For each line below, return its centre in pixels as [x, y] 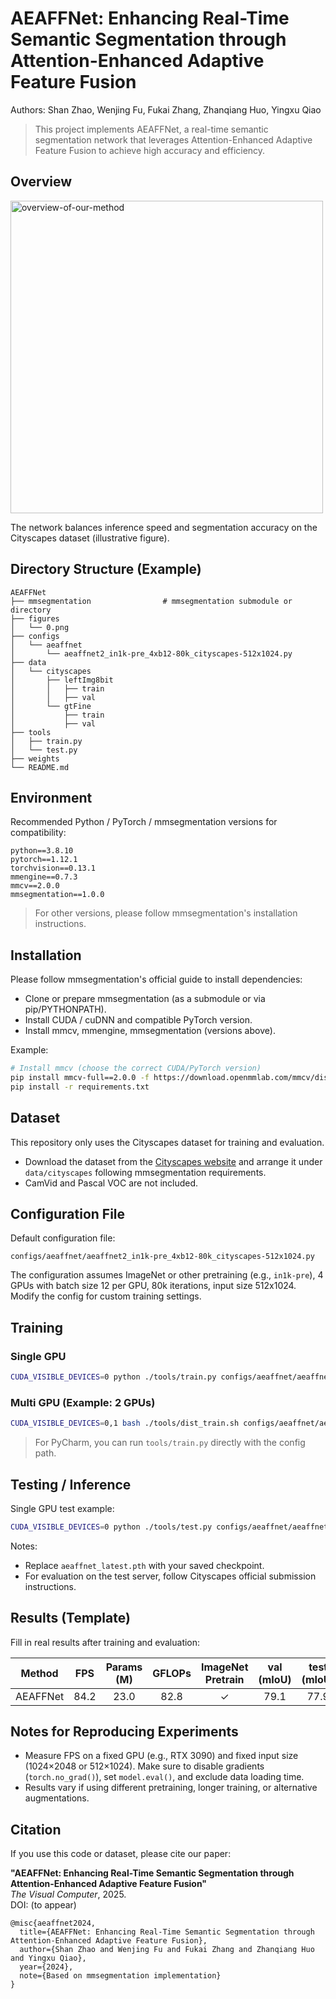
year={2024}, [46, 1967]
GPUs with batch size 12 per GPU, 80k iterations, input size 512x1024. [153, 1286]
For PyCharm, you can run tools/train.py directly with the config [170, 1443]
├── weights [35, 758]
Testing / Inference [71, 1484]
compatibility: [38, 833]
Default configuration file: [63, 1238]
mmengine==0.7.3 [44, 877]
